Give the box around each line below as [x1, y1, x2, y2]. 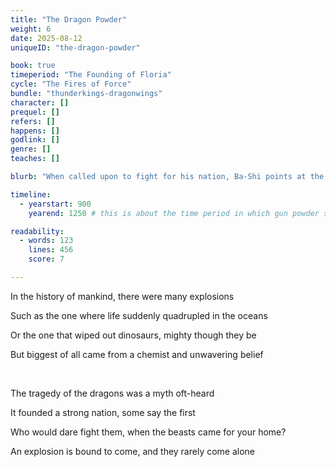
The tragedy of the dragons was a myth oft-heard [10, 387, 215, 399]
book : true [10, 61, 56, 71]
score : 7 [28, 254, 65, 265]
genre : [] [10, 144, 52, 155]
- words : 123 [19, 236, 74, 246]
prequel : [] [10, 107, 60, 117]
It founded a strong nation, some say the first [10, 406, 196, 418]
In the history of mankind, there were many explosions [10, 290, 235, 302]
